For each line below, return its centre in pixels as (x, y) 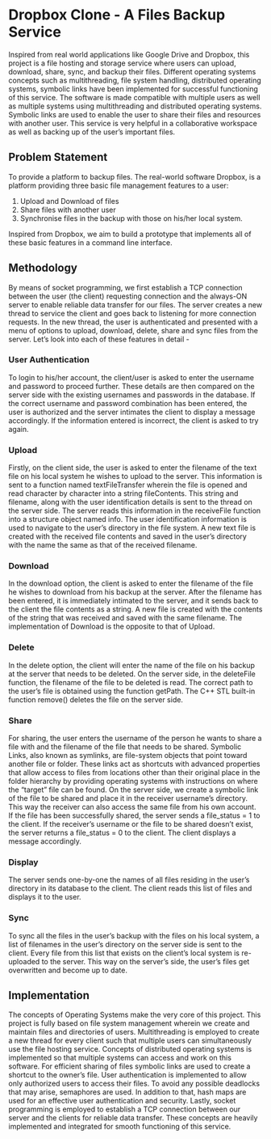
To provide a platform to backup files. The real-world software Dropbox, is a (135, 176)
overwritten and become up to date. (68, 970)
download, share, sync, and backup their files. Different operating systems (132, 71)
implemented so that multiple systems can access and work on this (120, 1058)
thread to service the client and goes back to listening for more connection (132, 313)
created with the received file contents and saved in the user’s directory (128, 536)
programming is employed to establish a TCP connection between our (125, 1109)
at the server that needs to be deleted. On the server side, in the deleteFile (132, 674)
